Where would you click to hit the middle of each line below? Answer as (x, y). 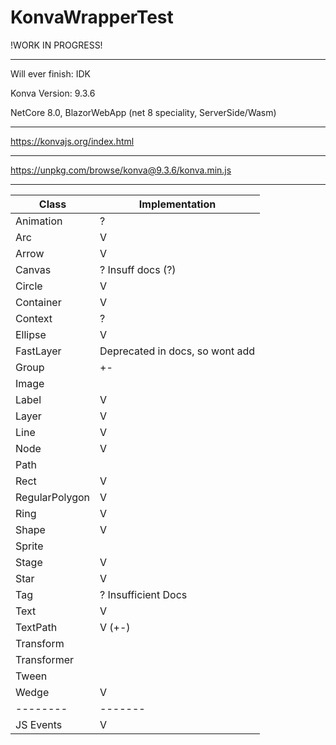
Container (38, 302)
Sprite (29, 546)
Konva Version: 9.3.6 (53, 93)
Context (34, 318)
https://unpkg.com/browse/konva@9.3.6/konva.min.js (121, 170)
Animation (39, 221)
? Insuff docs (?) (138, 269)
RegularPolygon (53, 497)
